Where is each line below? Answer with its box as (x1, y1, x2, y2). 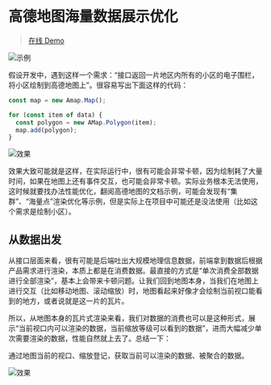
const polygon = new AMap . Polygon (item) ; (15, 118, 157, 126)
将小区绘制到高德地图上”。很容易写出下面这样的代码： (8, 80, 189, 90)
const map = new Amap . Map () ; (8, 96, 106, 104)
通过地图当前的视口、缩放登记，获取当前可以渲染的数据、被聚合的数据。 (8, 351, 248, 361)
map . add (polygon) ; (15, 126, 78, 134)
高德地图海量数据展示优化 (8, 7, 179, 26)
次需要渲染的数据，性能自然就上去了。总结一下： (8, 333, 171, 344)
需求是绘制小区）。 (15, 207, 76, 217)
